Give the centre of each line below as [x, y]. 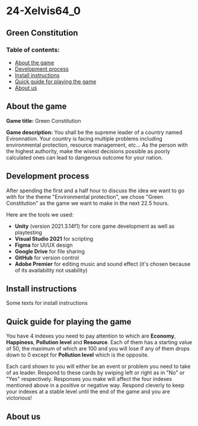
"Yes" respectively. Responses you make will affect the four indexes [89, 379]
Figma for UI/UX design [44, 245]
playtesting [28, 232]
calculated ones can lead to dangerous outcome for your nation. [84, 157]
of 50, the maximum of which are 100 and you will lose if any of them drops [98, 349]
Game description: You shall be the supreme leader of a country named [94, 132]
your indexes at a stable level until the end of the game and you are [88, 392]
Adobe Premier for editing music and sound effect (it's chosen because [103, 264]
